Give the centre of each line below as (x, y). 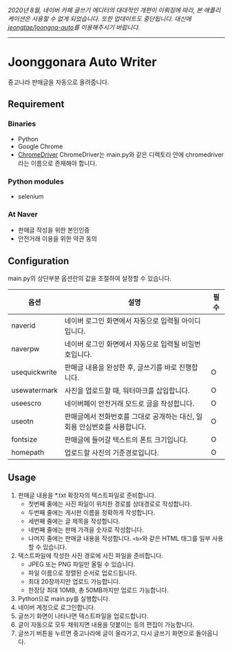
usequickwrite (34, 373)
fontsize (24, 439)
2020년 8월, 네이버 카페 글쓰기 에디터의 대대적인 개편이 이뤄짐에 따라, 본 (105, 10)
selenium (31, 196)
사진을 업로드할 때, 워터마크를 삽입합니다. (127, 391)
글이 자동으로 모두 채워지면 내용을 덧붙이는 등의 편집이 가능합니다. (106, 624)
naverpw (25, 349)
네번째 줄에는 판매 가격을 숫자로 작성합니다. (86, 529)
